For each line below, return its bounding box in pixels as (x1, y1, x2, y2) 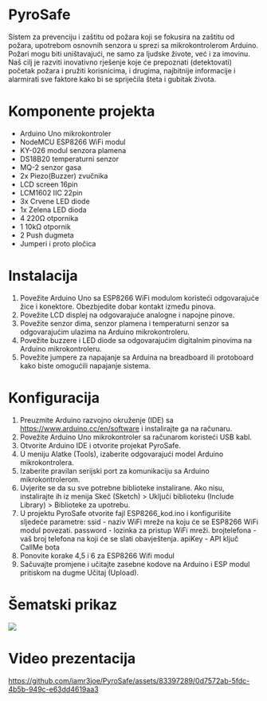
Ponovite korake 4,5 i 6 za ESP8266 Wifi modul (19, 550, 175, 560)
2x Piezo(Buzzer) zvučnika (19, 171, 108, 180)
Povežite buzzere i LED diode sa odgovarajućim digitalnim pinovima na (19, 335, 253, 345)
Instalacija (8, 267, 78, 285)
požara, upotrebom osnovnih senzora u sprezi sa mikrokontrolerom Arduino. (8, 40, 259, 49)
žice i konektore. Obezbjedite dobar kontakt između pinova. (19, 301, 216, 311)
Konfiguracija (8, 389, 100, 407)
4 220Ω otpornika (19, 213, 79, 223)
